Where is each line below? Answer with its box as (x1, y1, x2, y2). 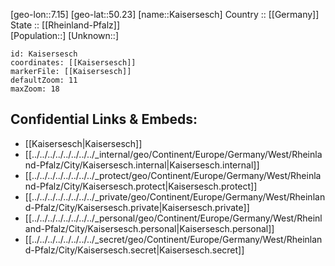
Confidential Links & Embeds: (10, 111, 198, 128)
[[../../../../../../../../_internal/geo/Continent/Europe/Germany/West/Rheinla (24, 148, 323, 160)
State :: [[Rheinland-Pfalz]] (10, 19, 120, 31)
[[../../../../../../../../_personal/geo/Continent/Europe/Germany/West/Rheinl (24, 212, 323, 224)
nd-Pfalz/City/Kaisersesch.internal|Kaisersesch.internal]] (24, 159, 260, 171)
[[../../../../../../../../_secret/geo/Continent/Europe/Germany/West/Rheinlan (24, 233, 323, 245)
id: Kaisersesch (10, 49, 78, 59)
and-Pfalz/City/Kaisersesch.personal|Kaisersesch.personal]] (24, 222, 275, 234)
